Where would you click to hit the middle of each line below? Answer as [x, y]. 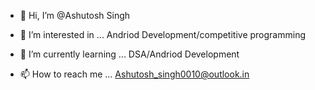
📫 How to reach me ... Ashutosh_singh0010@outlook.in [134, 74]
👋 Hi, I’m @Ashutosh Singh [75, 15]
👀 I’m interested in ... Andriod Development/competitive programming [163, 34]
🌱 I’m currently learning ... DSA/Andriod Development [129, 54]
